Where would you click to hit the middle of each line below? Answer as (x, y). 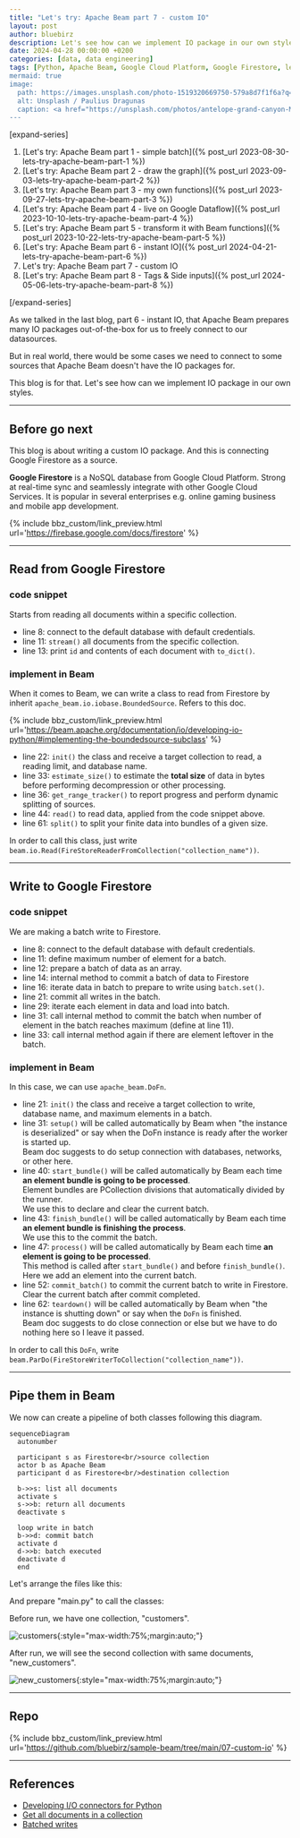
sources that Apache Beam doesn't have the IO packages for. (122, 366)
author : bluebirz (42, 34)
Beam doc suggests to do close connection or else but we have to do (150, 1323)
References (42, 1784)
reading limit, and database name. (84, 766)
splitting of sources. (59, 804)
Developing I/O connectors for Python (92, 1806)
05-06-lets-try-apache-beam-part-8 (90, 285)
